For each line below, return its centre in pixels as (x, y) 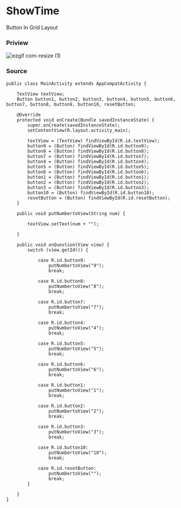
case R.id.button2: (62, 406)
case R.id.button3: (62, 427)
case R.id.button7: (62, 302)
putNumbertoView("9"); (76, 266)
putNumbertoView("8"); (76, 286)
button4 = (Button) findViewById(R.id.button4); (88, 162)
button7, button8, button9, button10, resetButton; (71, 104)
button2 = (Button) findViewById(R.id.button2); (88, 182)
